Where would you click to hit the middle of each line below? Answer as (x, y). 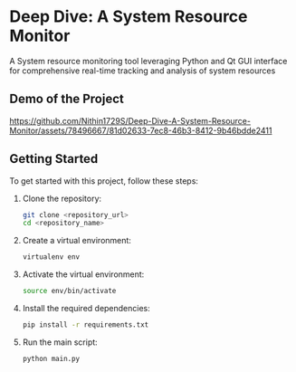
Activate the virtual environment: (83, 274)
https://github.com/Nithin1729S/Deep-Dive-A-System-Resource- (130, 120)
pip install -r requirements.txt (86, 325)
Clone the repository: (62, 198)
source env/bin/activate (69, 291)
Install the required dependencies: (86, 309)
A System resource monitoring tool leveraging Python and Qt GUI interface (148, 61)
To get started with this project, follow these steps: (104, 181)
